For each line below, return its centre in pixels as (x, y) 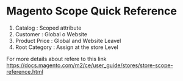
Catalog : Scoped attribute (48, 28)
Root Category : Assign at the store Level (67, 47)
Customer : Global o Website (51, 34)
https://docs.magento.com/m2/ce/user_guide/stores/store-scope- (90, 65)
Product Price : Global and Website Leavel (68, 40)
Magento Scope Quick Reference (91, 11)
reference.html (25, 71)
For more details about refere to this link (56, 59)
